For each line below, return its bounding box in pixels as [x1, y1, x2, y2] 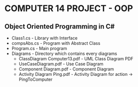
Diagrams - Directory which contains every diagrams [11, 51, 117, 56]
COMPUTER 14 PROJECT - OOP [4, 3, 133, 14]
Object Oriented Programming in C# [4, 22, 115, 31]
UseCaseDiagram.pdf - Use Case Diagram [18, 61, 104, 67]
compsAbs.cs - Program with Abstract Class [11, 40, 100, 46]
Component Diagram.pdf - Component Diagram [18, 66, 114, 72]
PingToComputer [18, 76, 53, 82]
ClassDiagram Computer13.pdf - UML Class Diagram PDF [18, 56, 134, 61]
